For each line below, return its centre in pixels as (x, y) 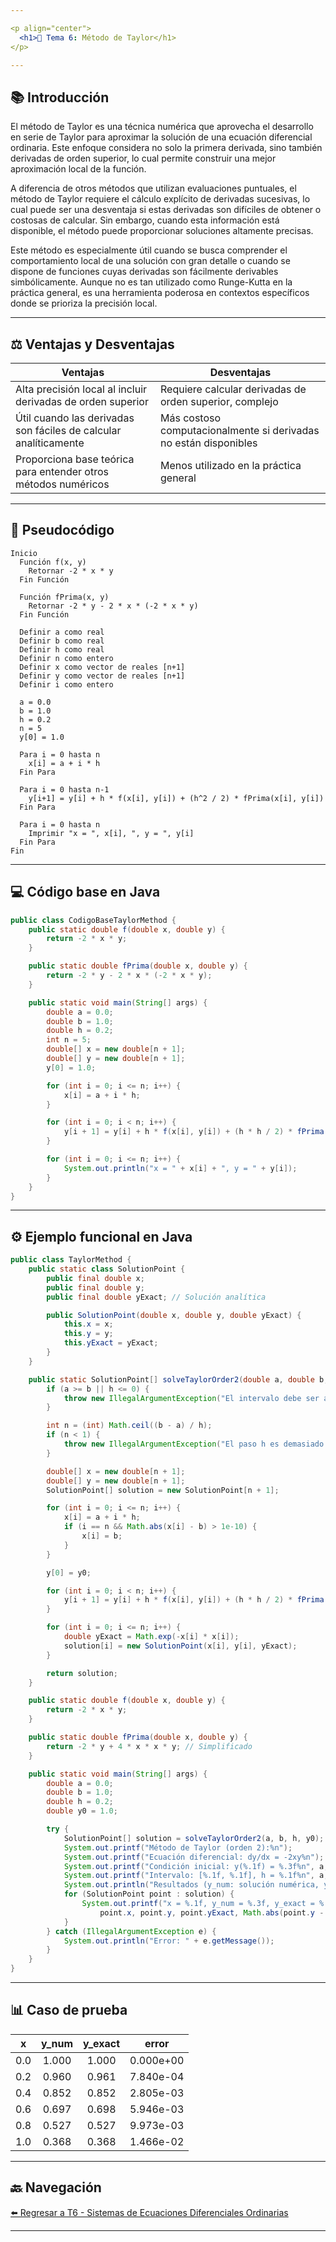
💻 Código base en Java (85, 892)
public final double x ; (95, 1278)
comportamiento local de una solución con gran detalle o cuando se (150, 261)
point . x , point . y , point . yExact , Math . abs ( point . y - (212, 1912)
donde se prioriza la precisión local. (84, 303)
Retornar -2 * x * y (71, 571)
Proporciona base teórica (75, 459)
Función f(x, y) (53, 562)
